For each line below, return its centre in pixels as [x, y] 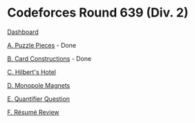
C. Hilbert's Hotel [32, 72]
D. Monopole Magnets [39, 85]
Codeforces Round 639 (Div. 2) [98, 13]
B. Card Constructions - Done [49, 58]
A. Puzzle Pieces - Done [42, 45]
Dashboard [23, 32]
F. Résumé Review [34, 112]
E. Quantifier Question [39, 99]
